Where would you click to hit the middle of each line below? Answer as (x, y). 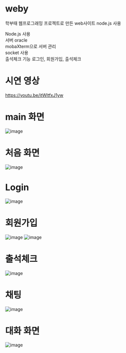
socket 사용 (17, 53)
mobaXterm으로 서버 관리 (31, 46)
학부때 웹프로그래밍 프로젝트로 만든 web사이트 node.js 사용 (63, 23)
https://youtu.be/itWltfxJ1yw (34, 95)
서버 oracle (16, 40)
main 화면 (25, 117)
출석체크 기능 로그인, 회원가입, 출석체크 (43, 59)
